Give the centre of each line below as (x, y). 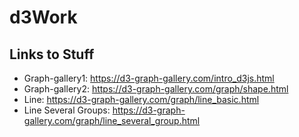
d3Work (43, 17)
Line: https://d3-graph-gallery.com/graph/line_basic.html (141, 99)
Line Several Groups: (67, 110)
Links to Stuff (52, 54)
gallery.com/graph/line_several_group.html (112, 120)
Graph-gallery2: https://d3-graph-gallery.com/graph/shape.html (156, 89)
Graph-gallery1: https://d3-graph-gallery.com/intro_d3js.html (149, 78)
